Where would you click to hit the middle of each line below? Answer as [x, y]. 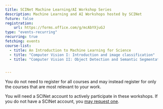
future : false [19, 18]
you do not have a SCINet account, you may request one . [62, 101]
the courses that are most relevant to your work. [53, 87]
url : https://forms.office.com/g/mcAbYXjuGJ [59, 28]
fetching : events [23, 41]
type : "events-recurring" [31, 32]
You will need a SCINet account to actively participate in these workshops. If [81, 96]
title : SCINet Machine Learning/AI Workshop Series [58, 9]
